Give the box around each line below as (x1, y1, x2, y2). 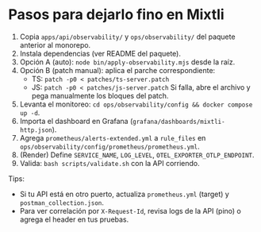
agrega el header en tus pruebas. (19, 215, 129, 224)
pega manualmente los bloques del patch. (31, 91, 169, 100)
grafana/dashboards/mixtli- (132, 118, 225, 126)
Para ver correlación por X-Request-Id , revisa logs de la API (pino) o (19, 206, 242, 215)
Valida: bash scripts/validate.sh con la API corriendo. (19, 158, 200, 168)
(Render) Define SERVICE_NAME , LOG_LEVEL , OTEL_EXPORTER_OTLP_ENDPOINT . (19, 149, 255, 160)
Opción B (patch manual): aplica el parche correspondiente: (19, 65, 216, 75)
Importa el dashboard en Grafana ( (19, 116, 133, 126)
